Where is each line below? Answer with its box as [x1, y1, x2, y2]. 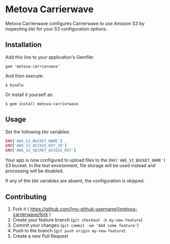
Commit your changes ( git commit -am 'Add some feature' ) [12, 222, 139, 228]
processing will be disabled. [5, 168, 64, 174]
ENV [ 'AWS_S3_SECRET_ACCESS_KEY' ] [5, 148, 76, 153]
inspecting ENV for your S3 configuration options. [5, 25, 108, 32]
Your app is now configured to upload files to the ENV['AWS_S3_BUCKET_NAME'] [5, 157, 166, 163]
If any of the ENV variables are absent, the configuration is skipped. [5, 178, 145, 184]
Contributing [5, 192, 47, 201]
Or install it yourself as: [5, 91, 53, 98]
